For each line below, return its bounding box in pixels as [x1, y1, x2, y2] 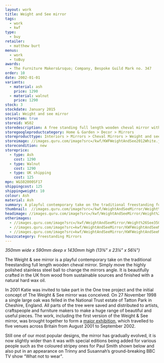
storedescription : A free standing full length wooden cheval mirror [5, 125, 150, 130]
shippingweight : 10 [5, 188, 45, 193]
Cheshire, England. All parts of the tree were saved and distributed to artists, [5, 302, 159, 308]
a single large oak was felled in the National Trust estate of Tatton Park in [5, 297, 152, 303]
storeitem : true [5, 116, 38, 121]
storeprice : [5, 148, 29, 153]
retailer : [5, 39, 25, 44]
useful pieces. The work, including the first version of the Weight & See [5, 313, 148, 319]
